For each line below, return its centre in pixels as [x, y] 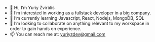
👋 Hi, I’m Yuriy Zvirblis [32, 8]
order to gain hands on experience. [45, 29]
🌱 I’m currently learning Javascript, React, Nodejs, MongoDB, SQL [77, 18]
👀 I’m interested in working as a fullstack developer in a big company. [80, 13]
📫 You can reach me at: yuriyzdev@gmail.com [58, 34]
